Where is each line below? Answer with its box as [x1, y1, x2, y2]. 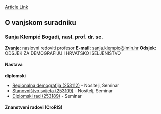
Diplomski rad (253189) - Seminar [12, 93, 82, 99]
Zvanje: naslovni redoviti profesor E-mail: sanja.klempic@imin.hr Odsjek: [5, 45, 156, 51]
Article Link [5, 4, 28, 10]
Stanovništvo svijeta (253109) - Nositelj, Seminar [12, 87, 113, 94]
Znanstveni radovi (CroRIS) [5, 104, 63, 110]
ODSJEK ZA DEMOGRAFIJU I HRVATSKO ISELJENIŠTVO [5, 50, 121, 56]
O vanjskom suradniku [5, 18, 76, 27]
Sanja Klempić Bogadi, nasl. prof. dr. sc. [5, 33, 103, 40]
